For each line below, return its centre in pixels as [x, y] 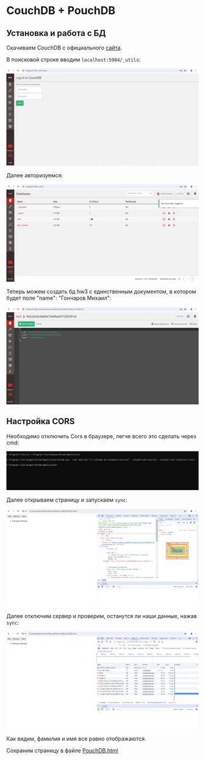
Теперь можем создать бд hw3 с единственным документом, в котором [101, 292]
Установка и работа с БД [56, 33]
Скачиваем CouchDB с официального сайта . [64, 48]
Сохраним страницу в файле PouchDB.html [62, 751]
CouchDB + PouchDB [61, 11]
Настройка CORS [41, 421]
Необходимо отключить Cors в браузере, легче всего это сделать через [101, 436]
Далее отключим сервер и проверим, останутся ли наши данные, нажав [102, 616]
